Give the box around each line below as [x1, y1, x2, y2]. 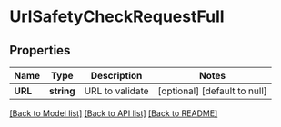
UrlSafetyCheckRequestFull [9, 6, 225, 27]
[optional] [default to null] [157, 84, 268, 97]
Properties [9, 43, 71, 58]
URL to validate [84, 84, 149, 97]
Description [90, 70, 143, 82]
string [48, 84, 75, 97]
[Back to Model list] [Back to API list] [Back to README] [9, 108, 218, 119]
